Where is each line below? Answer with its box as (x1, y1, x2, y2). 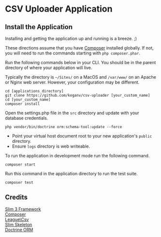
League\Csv (5, 216, 29, 222)
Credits (5, 193, 28, 202)
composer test (5, 180, 34, 185)
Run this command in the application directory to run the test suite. (5, 171, 138, 176)
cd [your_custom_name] (5, 97, 51, 102)
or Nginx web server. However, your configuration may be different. (5, 79, 140, 85)
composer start (5, 162, 36, 167)
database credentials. (5, 115, 48, 121)
